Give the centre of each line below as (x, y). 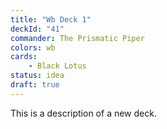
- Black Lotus (57, 66)
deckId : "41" (37, 29)
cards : (24, 57)
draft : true (35, 85)
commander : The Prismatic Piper (77, 38)
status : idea (37, 76)
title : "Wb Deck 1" (51, 19)
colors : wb (33, 47)
